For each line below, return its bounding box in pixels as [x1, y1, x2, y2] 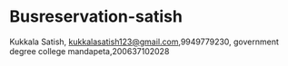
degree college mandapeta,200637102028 [9, 45, 170, 56]
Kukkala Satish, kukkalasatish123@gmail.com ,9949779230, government [9, 36, 280, 47]
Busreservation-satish [9, 6, 184, 27]
